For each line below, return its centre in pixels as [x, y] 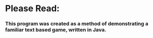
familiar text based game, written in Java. [56, 30]
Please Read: [33, 9]
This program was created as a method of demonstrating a [77, 24]
